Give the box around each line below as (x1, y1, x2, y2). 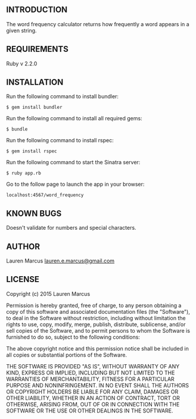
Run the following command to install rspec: (6, 137, 114, 144)
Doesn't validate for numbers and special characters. (6, 224, 136, 232)
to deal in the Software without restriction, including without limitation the (6, 314, 186, 321)
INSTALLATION (6, 77, 64, 87)
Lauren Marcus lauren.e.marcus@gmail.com (6, 257, 115, 264)
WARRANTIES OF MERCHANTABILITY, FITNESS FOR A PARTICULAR (6, 375, 175, 383)
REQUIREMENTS (6, 44, 69, 54)
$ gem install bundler (6, 104, 63, 111)
